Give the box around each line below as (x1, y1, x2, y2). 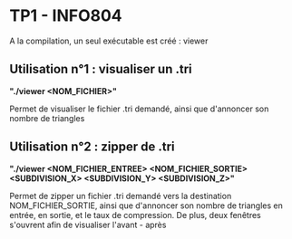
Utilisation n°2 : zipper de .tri (9, 139, 175, 155)
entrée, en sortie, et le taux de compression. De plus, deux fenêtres (9, 209, 261, 220)
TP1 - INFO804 (9, 5, 122, 26)
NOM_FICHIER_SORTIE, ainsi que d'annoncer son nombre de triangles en (9, 200, 283, 211)
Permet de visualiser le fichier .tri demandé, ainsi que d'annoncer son (9, 103, 269, 114)
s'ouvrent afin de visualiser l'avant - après (9, 219, 167, 230)
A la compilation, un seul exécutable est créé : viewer (9, 35, 209, 46)
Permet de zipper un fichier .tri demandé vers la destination (9, 190, 232, 201)
